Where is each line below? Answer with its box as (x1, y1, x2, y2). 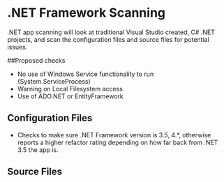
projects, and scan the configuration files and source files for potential (7, 35, 209, 43)
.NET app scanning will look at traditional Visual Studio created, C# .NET (7, 28, 215, 36)
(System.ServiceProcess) (17, 77, 91, 85)
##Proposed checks (7, 56, 66, 64)
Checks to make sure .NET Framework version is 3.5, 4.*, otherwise (17, 130, 211, 139)
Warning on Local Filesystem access (17, 84, 124, 93)
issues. (7, 43, 28, 51)
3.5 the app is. (17, 145, 59, 154)
